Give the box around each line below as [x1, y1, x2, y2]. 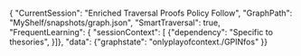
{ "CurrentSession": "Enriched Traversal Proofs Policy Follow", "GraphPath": [9, 8, 293, 18]
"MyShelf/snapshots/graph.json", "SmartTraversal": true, [9, 17, 221, 28]
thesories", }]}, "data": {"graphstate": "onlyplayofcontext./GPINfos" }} [9, 36, 268, 47]
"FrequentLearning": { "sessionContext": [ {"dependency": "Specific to [9, 27, 274, 37]
